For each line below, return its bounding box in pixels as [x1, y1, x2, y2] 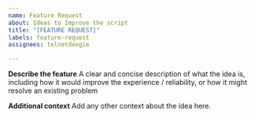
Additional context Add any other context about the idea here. [8, 101, 211, 111]
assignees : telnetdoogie [8, 41, 90, 49]
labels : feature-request [8, 33, 90, 42]
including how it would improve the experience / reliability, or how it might [8, 78, 248, 87]
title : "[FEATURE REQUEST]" [8, 26, 101, 34]
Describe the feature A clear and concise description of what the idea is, [8, 69, 246, 79]
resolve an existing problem [8, 86, 98, 95]
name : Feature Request [8, 11, 83, 20]
